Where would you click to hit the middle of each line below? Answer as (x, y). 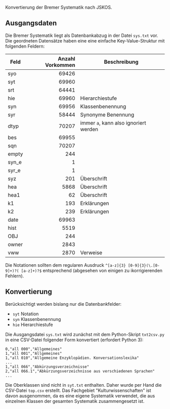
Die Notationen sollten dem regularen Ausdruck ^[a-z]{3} (66, 265)
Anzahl (67, 59)
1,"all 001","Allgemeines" (34, 353)
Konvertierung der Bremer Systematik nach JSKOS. (59, 7)
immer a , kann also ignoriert (113, 122)
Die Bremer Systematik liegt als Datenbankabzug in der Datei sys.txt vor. (82, 35)
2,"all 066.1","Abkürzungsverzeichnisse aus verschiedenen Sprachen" (80, 371)
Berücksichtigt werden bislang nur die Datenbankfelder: (63, 304)
